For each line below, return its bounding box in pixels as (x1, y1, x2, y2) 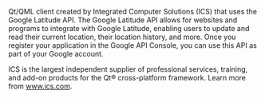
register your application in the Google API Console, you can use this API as (8, 41, 257, 50)
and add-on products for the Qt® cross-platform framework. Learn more (8, 73, 246, 82)
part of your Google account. (8, 49, 104, 58)
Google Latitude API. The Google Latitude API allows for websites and (8, 15, 238, 25)
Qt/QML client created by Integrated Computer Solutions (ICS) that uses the (8, 7, 258, 16)
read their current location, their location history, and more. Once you (8, 32, 236, 41)
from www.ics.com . (8, 81, 73, 91)
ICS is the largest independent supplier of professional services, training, (8, 65, 248, 74)
